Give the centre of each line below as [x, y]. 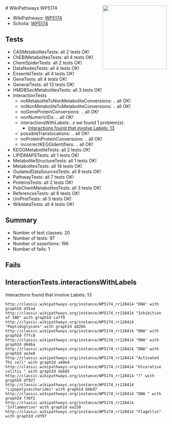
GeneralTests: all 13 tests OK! [44, 84]
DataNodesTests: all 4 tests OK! [46, 68]
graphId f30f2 [20, 398]
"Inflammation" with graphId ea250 [43, 407]
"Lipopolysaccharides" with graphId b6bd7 [51, 389]
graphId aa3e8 [20, 353]
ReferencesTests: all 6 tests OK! [46, 193]
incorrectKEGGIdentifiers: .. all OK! [57, 144]
